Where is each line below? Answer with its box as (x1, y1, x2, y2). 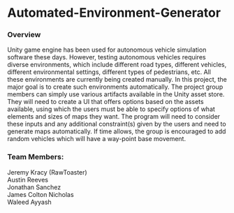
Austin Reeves (7, 175, 49, 184)
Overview (7, 30, 41, 40)
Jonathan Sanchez (7, 183, 61, 191)
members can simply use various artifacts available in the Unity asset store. (7, 90, 225, 98)
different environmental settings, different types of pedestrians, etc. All (7, 68, 212, 76)
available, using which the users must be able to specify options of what (7, 105, 215, 113)
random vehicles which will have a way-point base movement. (7, 135, 187, 143)
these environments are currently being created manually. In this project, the (7, 75, 227, 84)
